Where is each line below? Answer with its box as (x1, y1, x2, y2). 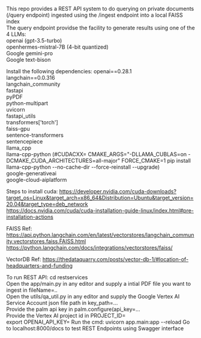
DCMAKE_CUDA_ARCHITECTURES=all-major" (6, 157, 121, 164)
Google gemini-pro (6, 50, 53, 56)
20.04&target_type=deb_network (6, 201, 88, 208)
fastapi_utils (6, 112, 36, 119)
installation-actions (6, 213, 54, 220)
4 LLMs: (6, 31, 26, 38)
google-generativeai (6, 170, 57, 177)
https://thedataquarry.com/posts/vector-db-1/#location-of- (42, 256, 189, 263)
